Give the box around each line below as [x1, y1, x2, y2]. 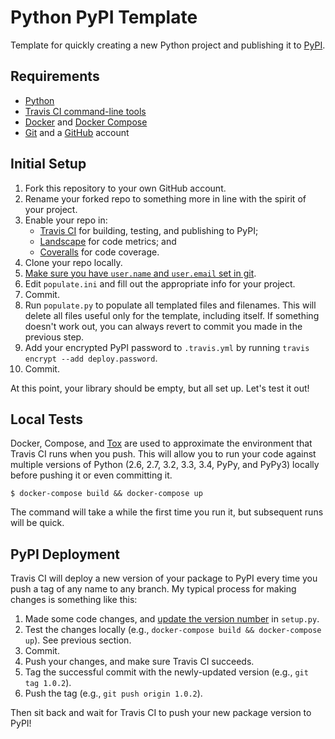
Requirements [10, 68, 100, 85]
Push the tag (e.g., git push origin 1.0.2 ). [24, 687, 203, 700]
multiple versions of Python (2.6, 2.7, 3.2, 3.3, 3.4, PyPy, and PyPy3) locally [10, 459, 320, 471]
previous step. [24, 331, 85, 343]
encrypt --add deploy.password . [24, 352, 158, 364]
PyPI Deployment [10, 546, 120, 563]
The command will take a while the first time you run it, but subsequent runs [10, 506, 324, 518]
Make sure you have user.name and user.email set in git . [24, 267, 257, 279]
